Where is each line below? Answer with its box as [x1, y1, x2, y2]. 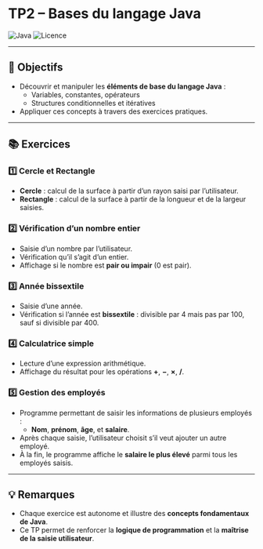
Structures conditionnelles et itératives [31, 98, 156, 107]
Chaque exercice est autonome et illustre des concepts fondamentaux [19, 509, 249, 518]
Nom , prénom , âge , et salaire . [31, 424, 130, 434]
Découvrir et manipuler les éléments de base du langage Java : [19, 82, 226, 91]
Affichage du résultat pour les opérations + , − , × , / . [19, 367, 185, 376]
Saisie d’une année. [19, 301, 83, 311]
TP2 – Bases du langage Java [8, 5, 202, 23]
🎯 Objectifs [8, 60, 63, 75]
